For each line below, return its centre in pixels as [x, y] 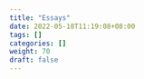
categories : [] [38, 43]
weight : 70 [30, 52]
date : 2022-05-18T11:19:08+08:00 [72, 26]
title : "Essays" [40, 18]
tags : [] [26, 35]
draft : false [34, 60]
